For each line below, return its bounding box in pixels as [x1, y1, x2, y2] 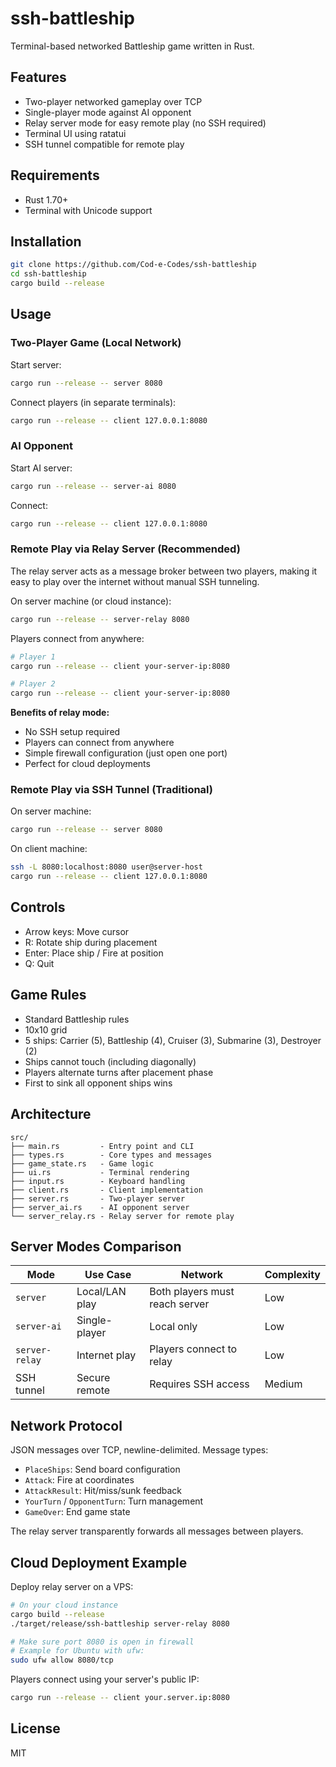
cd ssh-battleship [10, 269, 87, 279]
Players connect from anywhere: [10, 632, 145, 644]
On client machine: [10, 843, 88, 855]
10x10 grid [24, 1023, 68, 1036]
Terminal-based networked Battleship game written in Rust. [10, 40, 255, 52]
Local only [149, 1320, 198, 1334]
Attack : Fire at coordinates [24, 1474, 135, 1486]
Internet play [76, 1348, 137, 1362]
